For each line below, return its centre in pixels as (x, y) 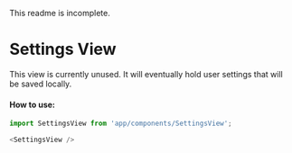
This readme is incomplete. (60, 13)
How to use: (33, 104)
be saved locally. (41, 84)
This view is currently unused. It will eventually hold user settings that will (146, 74)
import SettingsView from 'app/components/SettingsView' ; (121, 124)
